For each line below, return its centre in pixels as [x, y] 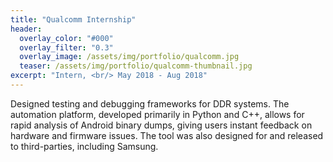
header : [26, 29]
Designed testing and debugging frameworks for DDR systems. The [150, 103]
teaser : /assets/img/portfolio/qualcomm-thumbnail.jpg [136, 66]
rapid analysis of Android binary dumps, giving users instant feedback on [161, 125]
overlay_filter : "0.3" [66, 47]
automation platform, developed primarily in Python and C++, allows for [157, 114]
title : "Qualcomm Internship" [73, 19]
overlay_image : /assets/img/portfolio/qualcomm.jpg [129, 57]
